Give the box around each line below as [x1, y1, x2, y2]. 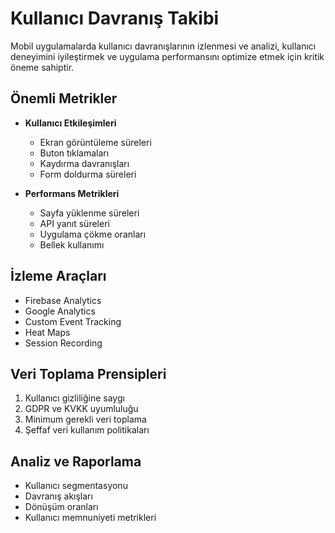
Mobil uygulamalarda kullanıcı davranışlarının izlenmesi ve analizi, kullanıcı [10, 40, 317, 52]
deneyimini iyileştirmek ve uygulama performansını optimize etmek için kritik [10, 50, 325, 62]
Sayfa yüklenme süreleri [39, 207, 140, 219]
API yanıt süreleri [39, 217, 110, 229]
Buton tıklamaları [39, 147, 110, 159]
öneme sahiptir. [10, 61, 75, 73]
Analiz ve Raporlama [10, 453, 142, 470]
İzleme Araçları [10, 268, 107, 285]
